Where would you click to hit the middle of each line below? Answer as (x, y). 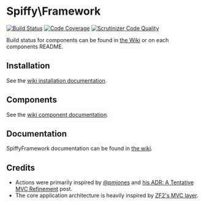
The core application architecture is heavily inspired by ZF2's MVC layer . (107, 196)
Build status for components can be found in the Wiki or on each (88, 40)
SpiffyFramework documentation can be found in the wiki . (80, 149)
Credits (21, 167)
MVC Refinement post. (43, 189)
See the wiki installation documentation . (57, 80)
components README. (35, 47)
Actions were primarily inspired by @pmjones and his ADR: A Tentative (104, 182)
